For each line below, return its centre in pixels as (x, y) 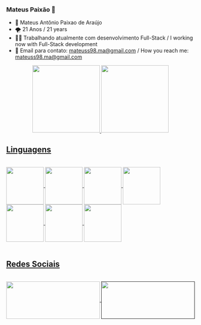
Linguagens (29, 149)
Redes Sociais (33, 264)
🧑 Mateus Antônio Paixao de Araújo (58, 23)
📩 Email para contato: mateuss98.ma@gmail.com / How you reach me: (102, 51)
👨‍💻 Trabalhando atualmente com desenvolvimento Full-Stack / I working (104, 38)
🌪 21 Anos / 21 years (41, 29)
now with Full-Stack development (56, 44)
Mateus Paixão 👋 (31, 10)
